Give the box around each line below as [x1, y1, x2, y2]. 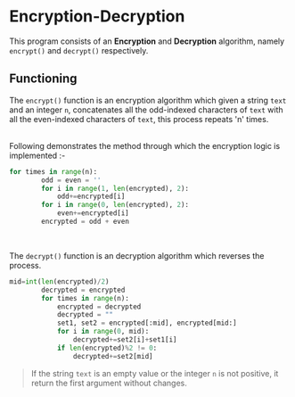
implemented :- [9, 150, 66, 161]
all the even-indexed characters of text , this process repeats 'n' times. [9, 113, 269, 124]
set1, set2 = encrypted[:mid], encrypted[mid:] [56, 318, 238, 327]
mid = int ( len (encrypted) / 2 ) [9, 277, 110, 286]
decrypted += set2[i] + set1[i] [72, 335, 177, 344]
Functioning [9, 71, 78, 87]
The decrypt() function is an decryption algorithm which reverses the [9, 250, 265, 261]
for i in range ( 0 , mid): [56, 327, 150, 336]
